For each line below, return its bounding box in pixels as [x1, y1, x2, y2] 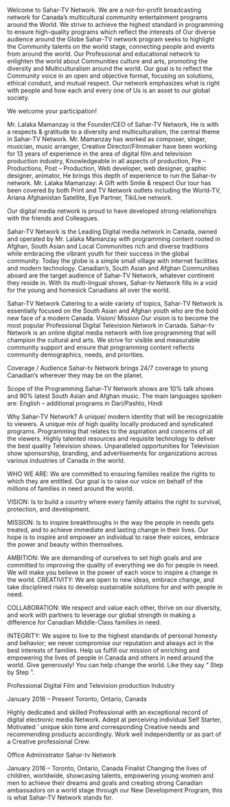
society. [7, 94, 30, 102]
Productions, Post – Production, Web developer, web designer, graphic [7, 165, 207, 172]
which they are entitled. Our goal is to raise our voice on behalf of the [7, 477, 203, 485]
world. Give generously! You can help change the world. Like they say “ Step [7, 661, 224, 669]
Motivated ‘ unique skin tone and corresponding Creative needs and [7, 723, 200, 731]
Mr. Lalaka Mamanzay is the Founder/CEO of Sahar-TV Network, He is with [7, 120, 219, 128]
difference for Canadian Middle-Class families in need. [7, 618, 161, 626]
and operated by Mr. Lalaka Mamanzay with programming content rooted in [7, 235, 221, 243]
